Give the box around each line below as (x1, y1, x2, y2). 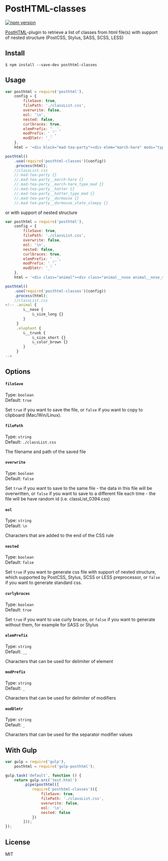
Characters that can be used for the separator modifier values (5, 731, 133, 737)
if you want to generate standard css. (5, 579, 82, 585)
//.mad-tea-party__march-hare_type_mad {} (14, 182, 104, 187)
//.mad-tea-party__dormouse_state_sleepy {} (14, 200, 108, 205)
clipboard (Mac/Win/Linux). (5, 412, 61, 418)
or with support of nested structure (5, 209, 77, 215)
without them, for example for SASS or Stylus (5, 621, 98, 627)
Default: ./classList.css (5, 438, 56, 445)
